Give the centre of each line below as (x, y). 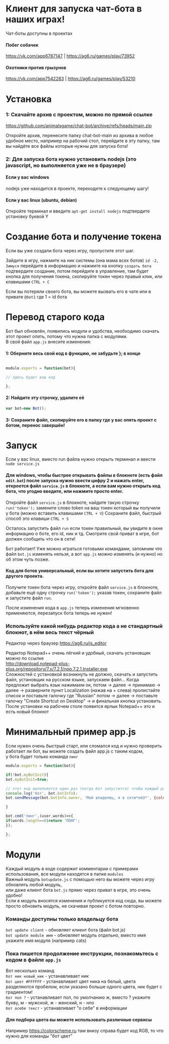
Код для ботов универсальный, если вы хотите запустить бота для (80, 571)
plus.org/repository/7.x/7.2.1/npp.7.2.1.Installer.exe (57, 669)
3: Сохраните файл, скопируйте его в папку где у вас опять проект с (81, 420)
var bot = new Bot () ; (26, 408)
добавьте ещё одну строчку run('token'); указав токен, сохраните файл (84, 592)
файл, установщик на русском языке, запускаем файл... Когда (72, 680)
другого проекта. (25, 576)
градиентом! (19, 992)
